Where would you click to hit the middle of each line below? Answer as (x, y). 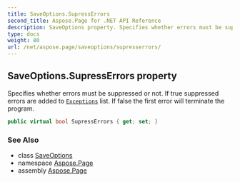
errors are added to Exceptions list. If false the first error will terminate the (116, 101)
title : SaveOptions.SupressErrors (59, 14)
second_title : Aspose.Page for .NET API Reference (84, 21)
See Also (23, 140)
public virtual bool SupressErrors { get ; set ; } (83, 121)
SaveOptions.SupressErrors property (92, 76)
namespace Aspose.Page (55, 163)
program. (21, 108)
